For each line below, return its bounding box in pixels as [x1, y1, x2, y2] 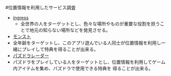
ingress [12, 15, 29, 20]
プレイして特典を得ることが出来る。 [22, 46, 99, 52]
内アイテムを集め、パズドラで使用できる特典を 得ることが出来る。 [12, 65, 154, 71]
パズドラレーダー [12, 53, 49, 59]
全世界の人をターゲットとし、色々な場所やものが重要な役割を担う [20, 21, 160, 27]
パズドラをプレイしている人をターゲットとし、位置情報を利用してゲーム [12, 59, 166, 65]
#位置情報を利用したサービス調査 [5, 5, 76, 10]
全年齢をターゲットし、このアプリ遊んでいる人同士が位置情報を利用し [12, 40, 162, 46]
